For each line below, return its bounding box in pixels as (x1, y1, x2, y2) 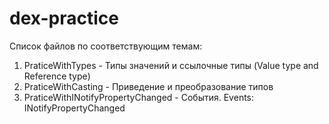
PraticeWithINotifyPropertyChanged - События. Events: (23, 91, 255, 103)
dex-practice (9, 7, 119, 30)
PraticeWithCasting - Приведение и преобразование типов (23, 80, 274, 92)
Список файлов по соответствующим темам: (9, 40, 203, 52)
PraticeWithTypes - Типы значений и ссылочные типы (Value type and (23, 59, 319, 71)
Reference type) (23, 70, 91, 82)
